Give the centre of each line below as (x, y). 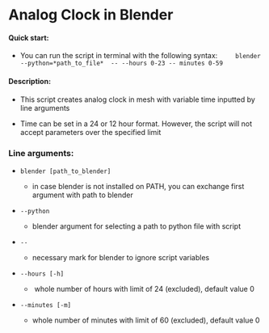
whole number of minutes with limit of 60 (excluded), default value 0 (146, 320)
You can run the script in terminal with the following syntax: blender (140, 56)
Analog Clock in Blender (91, 15)
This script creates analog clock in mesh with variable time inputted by (138, 99)
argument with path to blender (82, 195)
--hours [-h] (42, 274)
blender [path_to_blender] (65, 171)
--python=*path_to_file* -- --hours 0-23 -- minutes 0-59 (122, 63)
